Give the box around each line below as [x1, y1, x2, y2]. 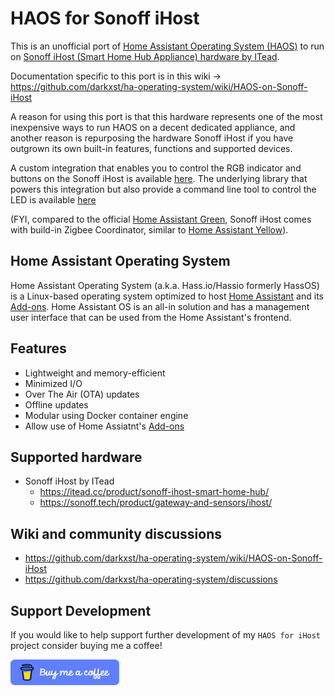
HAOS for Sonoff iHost [10, 7, 200, 30]
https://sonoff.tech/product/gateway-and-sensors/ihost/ [39, 497, 273, 509]
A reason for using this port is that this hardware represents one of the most [10, 110, 323, 122]
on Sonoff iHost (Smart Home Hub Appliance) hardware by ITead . [10, 50, 280, 62]
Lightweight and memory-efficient [24, 367, 166, 379]
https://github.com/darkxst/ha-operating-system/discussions [24, 573, 278, 586]
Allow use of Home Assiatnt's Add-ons [24, 420, 185, 432]
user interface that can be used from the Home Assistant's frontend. [10, 311, 292, 323]
